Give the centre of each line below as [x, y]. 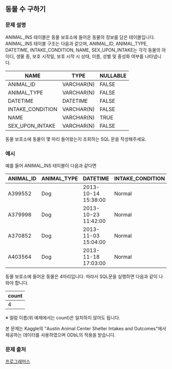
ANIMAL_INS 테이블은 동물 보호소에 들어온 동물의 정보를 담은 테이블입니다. [80, 37]
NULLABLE [113, 76]
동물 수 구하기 [26, 9]
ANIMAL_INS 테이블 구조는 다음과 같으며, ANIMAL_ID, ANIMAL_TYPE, [77, 43]
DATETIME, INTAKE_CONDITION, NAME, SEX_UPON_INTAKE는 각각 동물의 [83, 50]
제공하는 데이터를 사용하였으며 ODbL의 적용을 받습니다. [61, 335]
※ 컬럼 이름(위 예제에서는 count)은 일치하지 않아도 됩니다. [63, 317]
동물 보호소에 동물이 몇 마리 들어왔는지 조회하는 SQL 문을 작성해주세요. [76, 139]
